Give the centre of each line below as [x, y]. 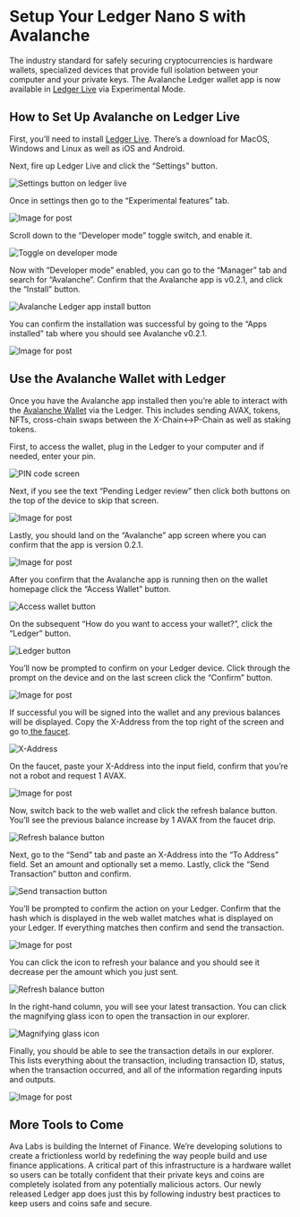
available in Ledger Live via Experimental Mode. [98, 89]
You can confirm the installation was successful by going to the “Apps [138, 324]
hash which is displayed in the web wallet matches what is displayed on [141, 917]
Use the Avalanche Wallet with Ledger [118, 379]
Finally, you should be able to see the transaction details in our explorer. [142, 1050]
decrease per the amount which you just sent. [94, 971]
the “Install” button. [45, 289]
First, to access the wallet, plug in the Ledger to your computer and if [137, 447]
